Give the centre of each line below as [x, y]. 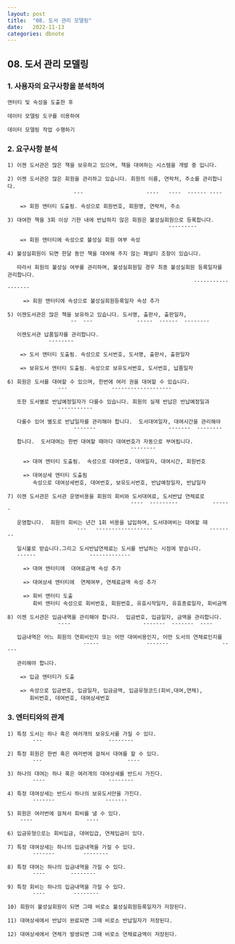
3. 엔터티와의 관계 [36, 718]
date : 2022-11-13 [36, 27]
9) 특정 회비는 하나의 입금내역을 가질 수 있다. [67, 887]
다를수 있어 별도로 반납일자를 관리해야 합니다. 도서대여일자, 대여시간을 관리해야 [119, 422]
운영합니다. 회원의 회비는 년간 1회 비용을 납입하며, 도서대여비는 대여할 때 [112, 523]
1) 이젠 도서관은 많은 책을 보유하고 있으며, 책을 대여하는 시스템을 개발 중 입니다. [112, 166]
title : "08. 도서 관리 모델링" [50, 21]
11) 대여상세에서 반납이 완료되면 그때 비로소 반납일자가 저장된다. [90, 921]
